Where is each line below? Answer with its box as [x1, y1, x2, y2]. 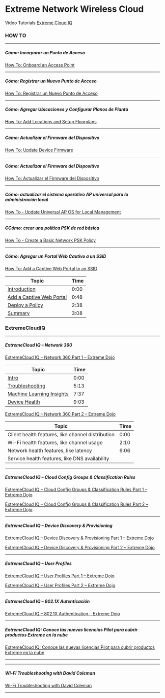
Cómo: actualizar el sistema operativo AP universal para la [5, 191, 129, 197]
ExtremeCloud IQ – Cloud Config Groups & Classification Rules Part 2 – [5, 501, 148, 507]
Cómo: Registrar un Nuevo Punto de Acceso [5, 78, 97, 84]
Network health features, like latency [7, 447, 92, 454]
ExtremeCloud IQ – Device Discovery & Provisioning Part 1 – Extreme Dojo [5, 535, 154, 541]
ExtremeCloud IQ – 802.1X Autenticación [5, 598, 90, 604]
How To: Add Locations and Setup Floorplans [5, 119, 97, 125]
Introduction [7, 285, 36, 292]
